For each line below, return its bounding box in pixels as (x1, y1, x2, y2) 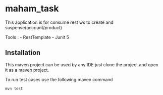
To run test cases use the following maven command (5, 76, 113, 82)
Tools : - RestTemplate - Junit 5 (5, 34, 69, 40)
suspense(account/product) (5, 24, 62, 30)
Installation (5, 48, 41, 57)
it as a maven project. (5, 67, 49, 73)
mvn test (5, 86, 23, 91)
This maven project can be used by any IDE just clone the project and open (5, 61, 159, 67)
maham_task (5, 3, 59, 14)
